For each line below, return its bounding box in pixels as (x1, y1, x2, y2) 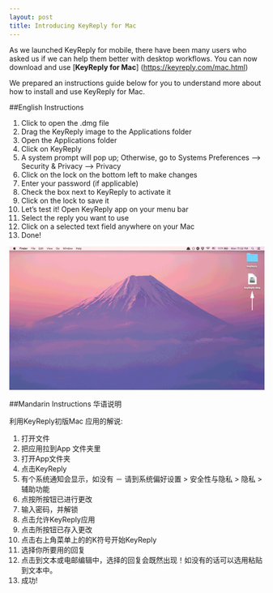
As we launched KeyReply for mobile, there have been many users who (9, 45, 247, 54)
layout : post (9, 13, 53, 21)
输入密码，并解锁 (20, 504, 79, 514)
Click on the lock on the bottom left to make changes (20, 170, 198, 179)
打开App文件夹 (20, 453, 71, 463)
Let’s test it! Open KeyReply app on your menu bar (20, 204, 189, 214)
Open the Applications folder (20, 135, 117, 145)
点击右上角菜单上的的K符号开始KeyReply (20, 535, 157, 544)
